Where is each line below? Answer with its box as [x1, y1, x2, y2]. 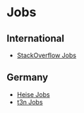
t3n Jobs [16, 97, 43, 106]
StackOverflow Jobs [16, 51, 77, 59]
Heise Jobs [16, 90, 50, 99]
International [6, 32, 65, 44]
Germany [6, 71, 49, 83]
